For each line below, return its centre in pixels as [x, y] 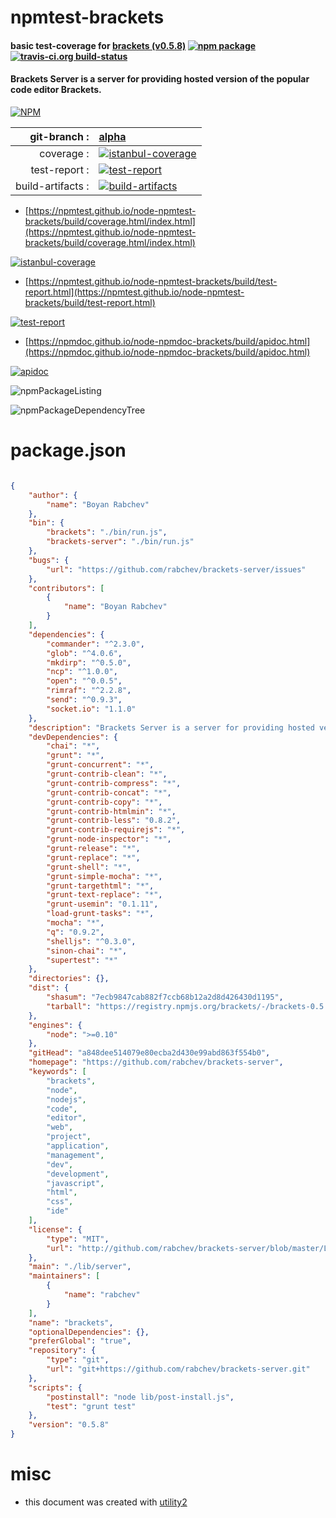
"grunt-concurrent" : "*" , [100, 765]
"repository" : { [62, 1351]
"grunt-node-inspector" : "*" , [109, 839]
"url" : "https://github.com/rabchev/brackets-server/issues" [176, 569]
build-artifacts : [52, 186]
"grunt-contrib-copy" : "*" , [104, 802]
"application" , [78, 1146]
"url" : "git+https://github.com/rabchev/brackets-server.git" [178, 1369]
